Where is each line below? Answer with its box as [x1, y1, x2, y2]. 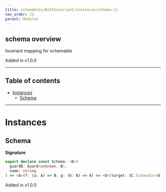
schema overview [5, 35, 61, 43]
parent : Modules [5, 16, 39, 21]
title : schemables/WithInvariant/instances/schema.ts [5, 7, 119, 12]
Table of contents [5, 76, 60, 85]
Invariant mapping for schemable [5, 48, 73, 54]
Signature [5, 149, 26, 155]
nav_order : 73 [5, 12, 35, 17]
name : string [9, 168, 37, 173]
